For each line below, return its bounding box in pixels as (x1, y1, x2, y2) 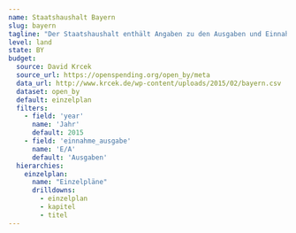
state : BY (8, 46, 45, 55)
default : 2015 (31, 128, 85, 137)
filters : (16, 104, 49, 113)
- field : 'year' (24, 112, 85, 120)
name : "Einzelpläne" (31, 178, 108, 187)
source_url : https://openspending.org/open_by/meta (16, 71, 211, 80)
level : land (8, 37, 52, 47)
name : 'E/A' (31, 144, 76, 153)
